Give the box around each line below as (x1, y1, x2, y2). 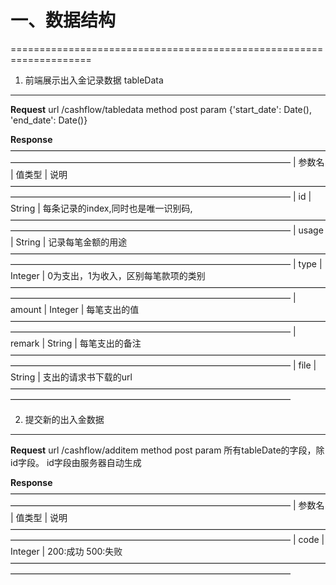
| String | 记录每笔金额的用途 (10, 236, 128, 248)
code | (298, 533, 325, 545)
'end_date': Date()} (10, 114, 88, 126)
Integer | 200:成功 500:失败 (10, 545, 123, 557)
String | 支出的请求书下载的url (10, 371, 133, 383)
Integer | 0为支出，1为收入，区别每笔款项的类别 (10, 269, 206, 281)
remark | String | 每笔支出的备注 (10, 337, 142, 349)
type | (298, 257, 323, 270)
